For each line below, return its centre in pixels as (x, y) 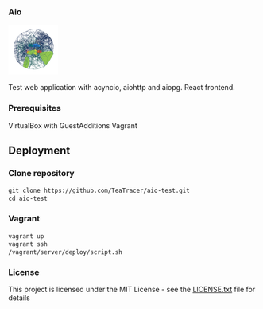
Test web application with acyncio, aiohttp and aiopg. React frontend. (122, 88)
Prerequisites (35, 108)
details (19, 298)
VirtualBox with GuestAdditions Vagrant (73, 125)
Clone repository (41, 173)
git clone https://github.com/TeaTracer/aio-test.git (99, 191)
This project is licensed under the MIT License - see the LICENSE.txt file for (132, 289)
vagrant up (26, 236)
